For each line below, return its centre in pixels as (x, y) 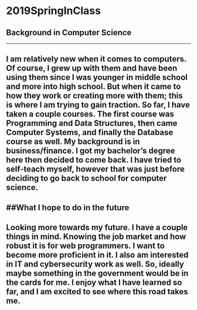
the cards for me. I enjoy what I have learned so (94, 283)
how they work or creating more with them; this (94, 96)
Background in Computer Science (69, 33)
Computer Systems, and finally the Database (90, 132)
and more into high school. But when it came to (94, 87)
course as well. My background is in (73, 142)
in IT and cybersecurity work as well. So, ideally (95, 264)
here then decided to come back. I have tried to (94, 160)
